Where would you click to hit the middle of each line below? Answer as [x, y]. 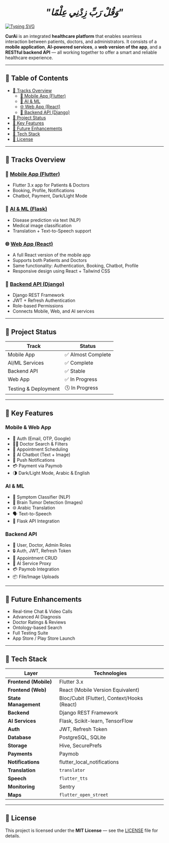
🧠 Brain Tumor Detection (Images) [48, 503]
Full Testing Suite [30, 633]
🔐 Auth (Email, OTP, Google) [42, 438]
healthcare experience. [29, 58]
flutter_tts [73, 779]
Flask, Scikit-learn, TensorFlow [96, 721]
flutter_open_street [84, 795]
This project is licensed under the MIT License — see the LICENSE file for [82, 830]
